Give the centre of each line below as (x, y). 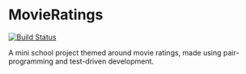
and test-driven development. (105, 61)
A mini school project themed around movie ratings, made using (115, 52)
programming (31, 61)
